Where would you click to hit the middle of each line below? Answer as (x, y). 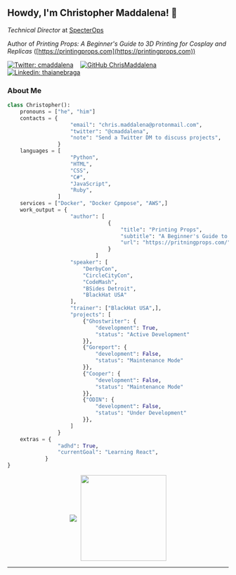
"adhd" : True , (78, 446)
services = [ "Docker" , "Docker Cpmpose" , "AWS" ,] (94, 204)
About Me (25, 90)
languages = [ (40, 151)
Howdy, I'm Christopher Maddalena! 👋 (92, 13)
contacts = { (39, 118)
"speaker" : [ (89, 262)
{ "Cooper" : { (101, 373)
